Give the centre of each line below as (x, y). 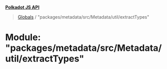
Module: (23, 38)
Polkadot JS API (22, 7)
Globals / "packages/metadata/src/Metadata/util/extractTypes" (83, 17)
